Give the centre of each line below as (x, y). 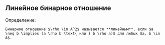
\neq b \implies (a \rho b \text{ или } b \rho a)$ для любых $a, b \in (83, 33)
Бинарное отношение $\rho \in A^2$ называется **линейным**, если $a (79, 29)
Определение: (21, 20)
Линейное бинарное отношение (58, 8)
